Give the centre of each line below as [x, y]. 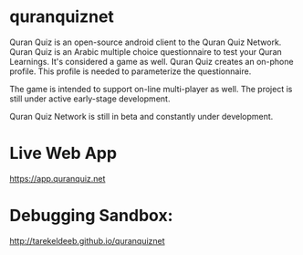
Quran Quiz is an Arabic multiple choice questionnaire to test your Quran [146, 51]
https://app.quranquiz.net [57, 178]
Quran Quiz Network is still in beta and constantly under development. [141, 116]
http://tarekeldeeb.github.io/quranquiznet [88, 240]
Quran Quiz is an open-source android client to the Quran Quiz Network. [146, 42]
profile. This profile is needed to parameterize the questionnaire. [131, 71]
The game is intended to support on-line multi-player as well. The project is [151, 89]
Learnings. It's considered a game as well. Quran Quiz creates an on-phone [151, 61]
